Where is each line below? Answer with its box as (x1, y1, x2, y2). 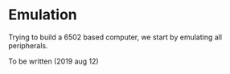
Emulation (8, 6, 78, 24)
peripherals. (8, 40, 48, 50)
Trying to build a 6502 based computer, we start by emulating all (8, 32, 223, 42)
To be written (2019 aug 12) (8, 56, 99, 66)
